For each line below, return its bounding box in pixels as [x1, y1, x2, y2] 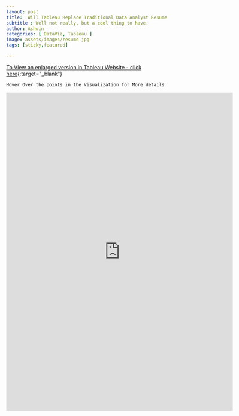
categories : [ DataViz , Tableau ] [6, 31, 93, 37]
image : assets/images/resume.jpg [6, 37, 90, 42]
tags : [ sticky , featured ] [6, 42, 68, 48]
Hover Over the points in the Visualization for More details [6, 81, 165, 87]
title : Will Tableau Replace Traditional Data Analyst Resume [6, 14, 168, 20]
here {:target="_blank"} [6, 70, 63, 77]
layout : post [6, 8, 39, 15]
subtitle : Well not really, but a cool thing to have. [6, 20, 149, 26]
